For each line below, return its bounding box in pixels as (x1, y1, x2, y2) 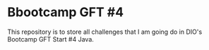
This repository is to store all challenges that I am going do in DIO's (7, 27, 203, 36)
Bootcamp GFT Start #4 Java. (7, 35, 94, 43)
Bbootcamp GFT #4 (7, 4, 124, 20)
